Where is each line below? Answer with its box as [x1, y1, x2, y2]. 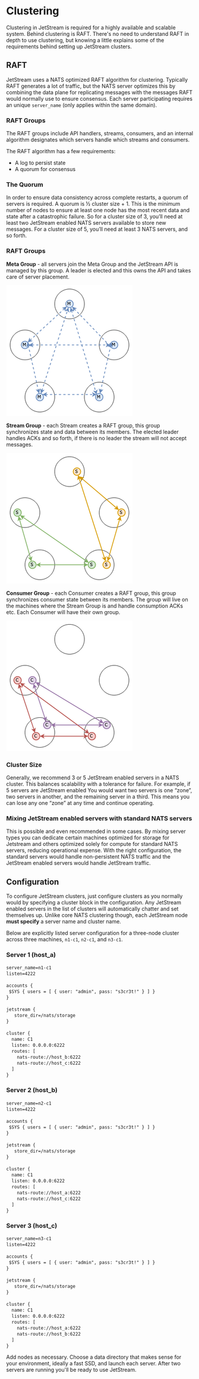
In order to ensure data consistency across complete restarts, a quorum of [6, 194, 188, 201]
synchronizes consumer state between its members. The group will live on [6, 596, 188, 603]
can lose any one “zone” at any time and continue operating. [6, 799, 154, 806]
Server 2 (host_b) [6, 1086, 58, 1095]
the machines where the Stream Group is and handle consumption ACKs [6, 602, 183, 609]
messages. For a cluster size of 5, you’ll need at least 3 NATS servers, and [6, 225, 188, 233]
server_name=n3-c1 [6, 1235, 52, 1241]
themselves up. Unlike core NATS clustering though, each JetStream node [6, 912, 188, 919]
